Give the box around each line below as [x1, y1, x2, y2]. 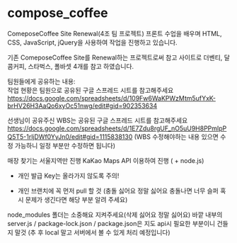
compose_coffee [7, 5, 108, 21]
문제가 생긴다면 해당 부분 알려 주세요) [25, 195, 128, 203]
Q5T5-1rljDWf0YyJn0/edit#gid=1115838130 [7, 132, 133, 141]
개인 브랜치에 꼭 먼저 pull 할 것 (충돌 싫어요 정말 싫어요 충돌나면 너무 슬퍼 [17, 186, 219, 195]
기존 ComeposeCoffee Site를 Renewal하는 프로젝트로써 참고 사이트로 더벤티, [7, 53, 223, 62]
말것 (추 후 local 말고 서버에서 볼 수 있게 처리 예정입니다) [14, 228, 171, 237]
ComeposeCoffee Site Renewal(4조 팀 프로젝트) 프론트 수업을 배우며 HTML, [7, 29, 222, 38]
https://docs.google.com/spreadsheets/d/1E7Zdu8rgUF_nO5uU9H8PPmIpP [7, 124, 227, 132]
